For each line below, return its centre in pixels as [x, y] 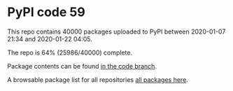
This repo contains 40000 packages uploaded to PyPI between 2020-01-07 [116, 31]
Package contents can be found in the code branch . [82, 66]
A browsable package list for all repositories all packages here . [98, 79]
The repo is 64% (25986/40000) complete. [70, 52]
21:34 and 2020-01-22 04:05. [50, 38]
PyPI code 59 [46, 12]
